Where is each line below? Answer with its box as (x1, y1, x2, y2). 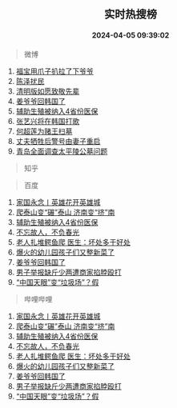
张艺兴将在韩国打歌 (15, 116, 80, 126)
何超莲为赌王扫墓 (15, 126, 73, 136)
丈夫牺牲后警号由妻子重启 (15, 136, 101, 146)
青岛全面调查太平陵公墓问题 (15, 146, 108, 156)
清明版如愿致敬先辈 (15, 86, 80, 96)
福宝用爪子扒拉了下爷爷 (15, 66, 94, 76)
